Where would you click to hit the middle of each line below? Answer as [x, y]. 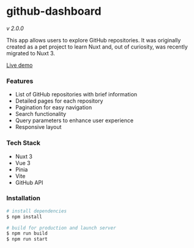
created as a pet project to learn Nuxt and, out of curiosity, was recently [97, 47]
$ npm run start [27, 239]
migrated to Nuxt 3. [31, 53]
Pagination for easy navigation [54, 107]
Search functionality [40, 114]
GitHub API [29, 182]
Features [20, 81]
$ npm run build [27, 234]
